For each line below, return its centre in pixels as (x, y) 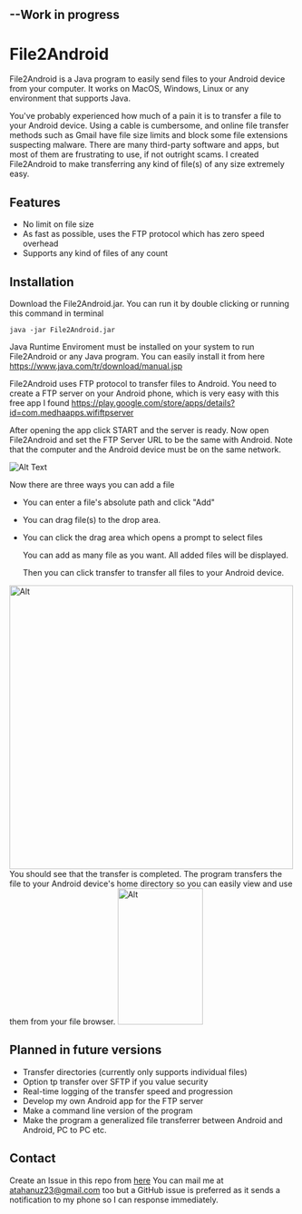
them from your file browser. (63, 1022)
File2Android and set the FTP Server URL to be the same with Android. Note (151, 439)
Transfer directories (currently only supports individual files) (135, 1071)
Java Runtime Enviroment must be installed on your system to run (132, 346)
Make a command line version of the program (107, 1110)
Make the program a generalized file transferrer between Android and (152, 1120)
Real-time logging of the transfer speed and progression (128, 1091)
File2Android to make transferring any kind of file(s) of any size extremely (147, 164)
